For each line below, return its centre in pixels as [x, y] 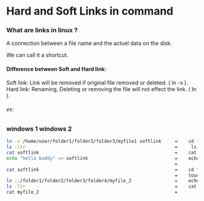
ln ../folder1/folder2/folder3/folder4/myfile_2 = [92, 181]
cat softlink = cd [100, 169]
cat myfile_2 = [92, 192]
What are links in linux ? [42, 30]
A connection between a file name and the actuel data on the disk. [89, 43]
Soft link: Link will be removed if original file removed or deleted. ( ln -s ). [97, 83]
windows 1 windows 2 [39, 129]
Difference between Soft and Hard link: [56, 69]
